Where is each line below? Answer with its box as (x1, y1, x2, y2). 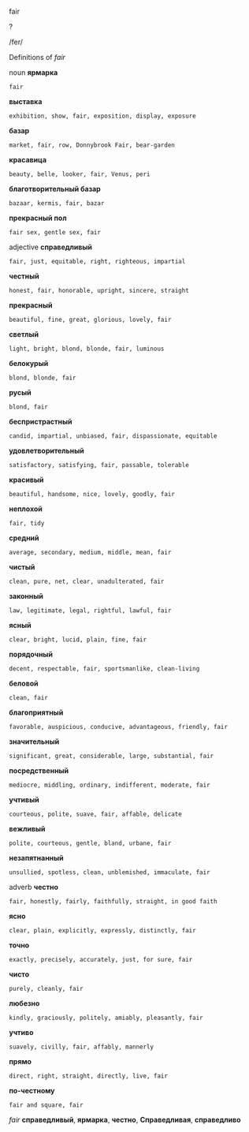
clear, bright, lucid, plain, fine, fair (9, 636, 147, 644)
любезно (9, 999, 40, 1008)
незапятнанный (9, 854, 64, 862)
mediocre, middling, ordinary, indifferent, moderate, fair (9, 781, 211, 789)
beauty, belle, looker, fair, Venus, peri (9, 170, 151, 178)
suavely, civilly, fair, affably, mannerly (9, 1043, 154, 1051)
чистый (9, 562, 35, 571)
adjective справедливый (9, 242, 93, 252)
